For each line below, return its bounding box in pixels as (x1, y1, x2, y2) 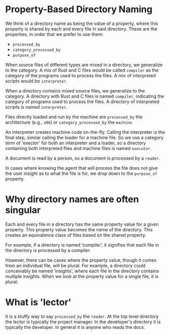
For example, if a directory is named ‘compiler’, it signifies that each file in (5, 241, 159, 248)
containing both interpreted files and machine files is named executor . (5, 145, 152, 151)
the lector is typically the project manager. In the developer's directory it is (5, 319, 161, 325)
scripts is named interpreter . (5, 104, 67, 110)
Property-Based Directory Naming (5, 4, 153, 15)
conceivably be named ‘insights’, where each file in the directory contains (5, 268, 159, 274)
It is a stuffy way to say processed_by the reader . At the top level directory (5, 313, 159, 319)
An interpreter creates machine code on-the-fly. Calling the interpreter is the (5, 129, 165, 135)
